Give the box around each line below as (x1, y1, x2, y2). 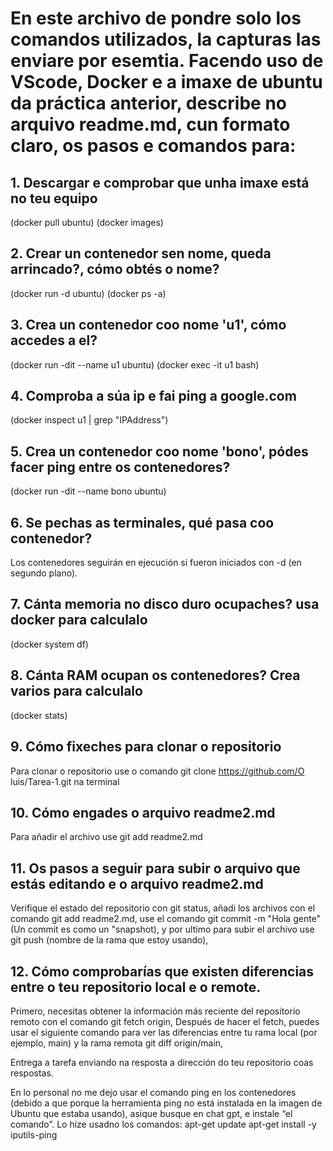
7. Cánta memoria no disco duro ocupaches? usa (10, 596, 320, 613)
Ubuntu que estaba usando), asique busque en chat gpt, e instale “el (10, 1107, 293, 1119)
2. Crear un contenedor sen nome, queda (10, 245, 272, 262)
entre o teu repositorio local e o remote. (10, 978, 262, 996)
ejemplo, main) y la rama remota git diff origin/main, (10, 1037, 224, 1049)
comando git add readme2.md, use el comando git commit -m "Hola (10, 913, 292, 925)
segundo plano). (10, 567, 78, 579)
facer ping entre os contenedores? (10, 458, 231, 476)
